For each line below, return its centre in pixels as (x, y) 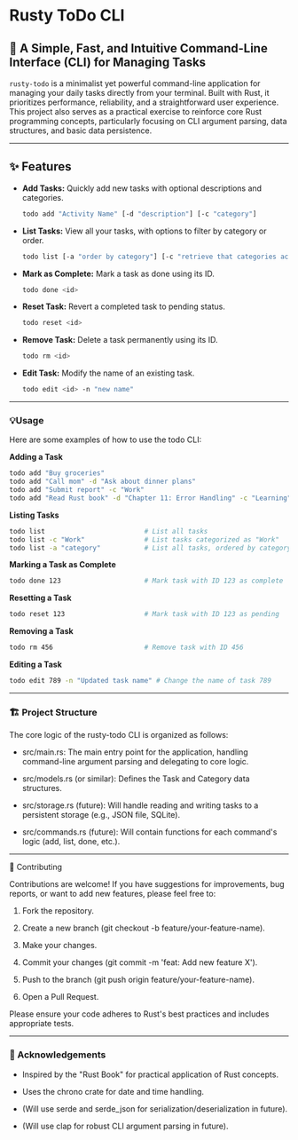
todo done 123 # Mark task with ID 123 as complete (146, 581)
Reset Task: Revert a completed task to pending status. (124, 306)
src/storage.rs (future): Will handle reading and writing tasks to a (140, 805)
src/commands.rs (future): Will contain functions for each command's (149, 832)
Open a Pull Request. (60, 997)
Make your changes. (59, 946)
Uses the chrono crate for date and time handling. (113, 1091)
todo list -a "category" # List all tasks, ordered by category (150, 548)
